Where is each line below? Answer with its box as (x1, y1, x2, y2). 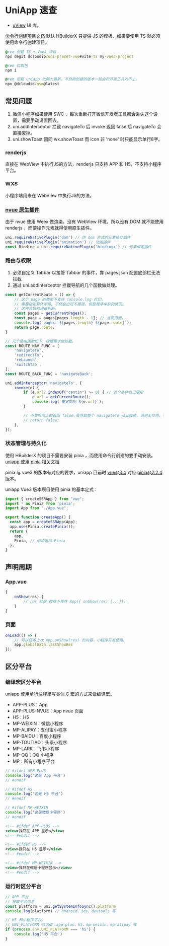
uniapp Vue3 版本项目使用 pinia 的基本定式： (5, 486, 98, 492)
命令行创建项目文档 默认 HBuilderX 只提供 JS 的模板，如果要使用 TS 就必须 (5, 33, 160, 39)
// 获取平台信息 (5, 899, 35, 904)
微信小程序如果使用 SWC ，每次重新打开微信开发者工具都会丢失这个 (12, 111, 153, 117)
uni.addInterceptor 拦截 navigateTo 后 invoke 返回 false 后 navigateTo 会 (12, 124, 162, 129)
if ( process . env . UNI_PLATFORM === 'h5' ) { (5, 927, 96, 932)
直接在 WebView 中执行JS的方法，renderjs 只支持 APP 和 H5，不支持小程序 (5, 161, 162, 167)
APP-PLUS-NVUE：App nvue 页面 (12, 708, 83, 714)
